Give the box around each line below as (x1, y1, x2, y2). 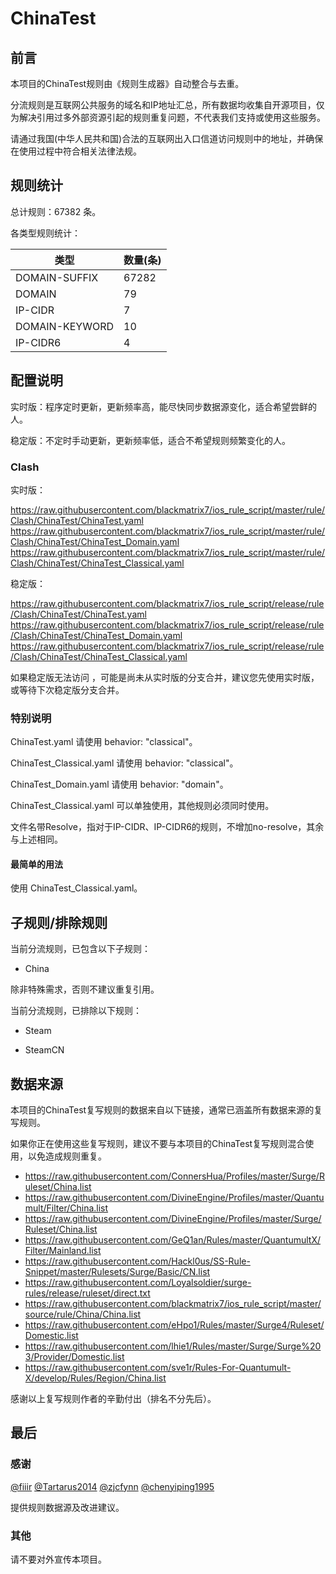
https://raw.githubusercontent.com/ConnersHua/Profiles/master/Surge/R (24, 1170, 325, 1182)
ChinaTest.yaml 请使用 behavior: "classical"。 (10, 736, 198, 748)
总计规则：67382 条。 (10, 205, 102, 217)
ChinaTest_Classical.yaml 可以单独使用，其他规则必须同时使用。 (10, 800, 275, 812)
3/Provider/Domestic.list (24, 1351, 125, 1363)
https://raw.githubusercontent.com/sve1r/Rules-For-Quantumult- (24, 1362, 292, 1374)
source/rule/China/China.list (24, 1308, 142, 1321)
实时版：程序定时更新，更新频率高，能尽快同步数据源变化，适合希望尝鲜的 (10, 400, 317, 412)
